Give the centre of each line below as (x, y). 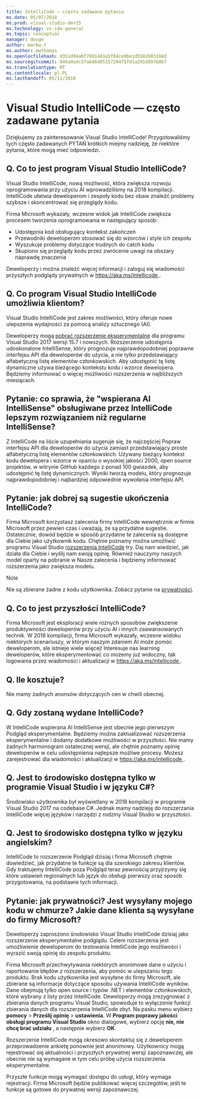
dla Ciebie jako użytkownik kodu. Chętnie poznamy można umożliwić (91, 541)
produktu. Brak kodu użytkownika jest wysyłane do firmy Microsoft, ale (93, 978)
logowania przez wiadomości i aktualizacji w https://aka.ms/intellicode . (94, 661)
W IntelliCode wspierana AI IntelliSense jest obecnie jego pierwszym (90, 727)
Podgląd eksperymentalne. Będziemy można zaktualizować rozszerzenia (96, 734)
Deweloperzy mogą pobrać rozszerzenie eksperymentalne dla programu (96, 335)
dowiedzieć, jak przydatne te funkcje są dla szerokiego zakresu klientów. (96, 863)
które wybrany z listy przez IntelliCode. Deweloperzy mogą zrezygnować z (98, 997)
